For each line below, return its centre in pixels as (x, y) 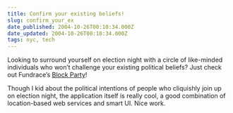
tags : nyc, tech (31, 40)
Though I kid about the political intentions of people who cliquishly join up (115, 88)
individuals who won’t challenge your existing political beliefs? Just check (115, 67)
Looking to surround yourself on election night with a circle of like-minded (115, 60)
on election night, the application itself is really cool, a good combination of (116, 96)
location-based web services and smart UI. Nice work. (86, 103)
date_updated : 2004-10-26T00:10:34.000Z (68, 33)
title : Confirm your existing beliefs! (66, 14)
